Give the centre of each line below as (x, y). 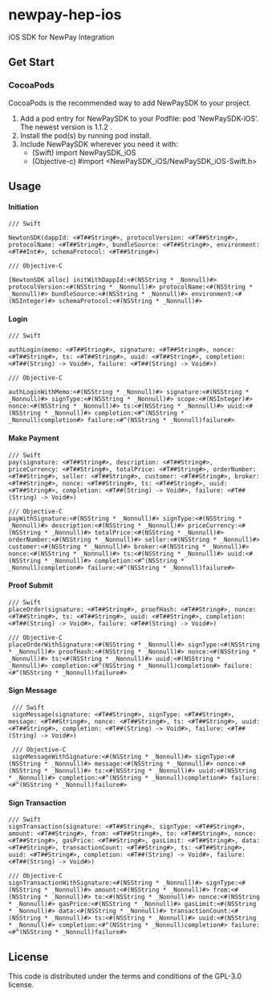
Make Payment (34, 438)
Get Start (31, 62)
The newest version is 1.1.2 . (66, 127)
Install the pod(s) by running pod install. (85, 135)
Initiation (23, 207)
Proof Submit (31, 585)
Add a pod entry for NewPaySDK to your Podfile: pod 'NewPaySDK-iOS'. (139, 118)
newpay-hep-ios (65, 15)
